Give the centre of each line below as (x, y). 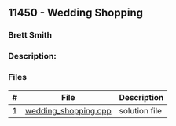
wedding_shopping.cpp (68, 110)
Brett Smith (30, 35)
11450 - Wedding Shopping (76, 13)
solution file (141, 110)
